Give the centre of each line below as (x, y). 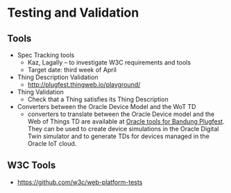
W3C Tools (32, 166)
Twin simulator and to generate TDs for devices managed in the (118, 136)
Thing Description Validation (58, 77)
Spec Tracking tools (46, 55)
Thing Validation (40, 92)
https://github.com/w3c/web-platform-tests (80, 182)
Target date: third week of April (72, 70)
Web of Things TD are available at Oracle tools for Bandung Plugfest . (126, 121)
